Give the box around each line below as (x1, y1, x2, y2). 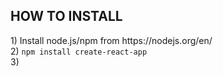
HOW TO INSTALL (10, 8, 123, 25)
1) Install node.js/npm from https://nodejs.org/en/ (10, 34, 213, 46)
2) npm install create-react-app (10, 45, 148, 57)
